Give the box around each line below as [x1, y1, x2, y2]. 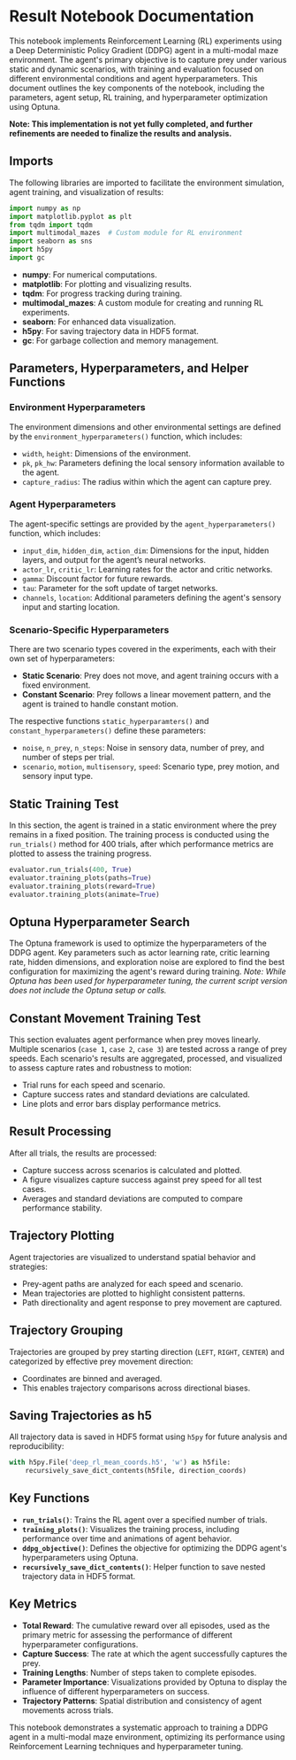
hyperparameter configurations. [21, 1639, 139, 1649]
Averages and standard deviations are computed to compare [21, 1193, 243, 1203]
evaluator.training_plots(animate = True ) [9, 890, 161, 899]
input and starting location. [21, 601, 121, 612]
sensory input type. [21, 771, 94, 782]
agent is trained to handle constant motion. [21, 698, 178, 710]
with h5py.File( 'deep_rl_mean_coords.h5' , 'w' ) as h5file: [9, 1458, 231, 1468]
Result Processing [9, 1124, 112, 1140]
